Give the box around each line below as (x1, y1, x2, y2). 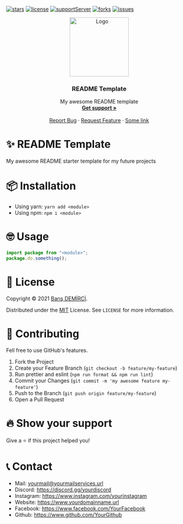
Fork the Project (14, 358, 54, 365)
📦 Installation (6, 179, 76, 193)
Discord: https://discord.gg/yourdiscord (14, 486, 112, 493)
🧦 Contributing (6, 327, 80, 340)
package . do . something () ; (6, 255, 67, 261)
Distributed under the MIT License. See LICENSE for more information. (6, 306, 174, 313)
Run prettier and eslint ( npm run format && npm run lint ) (14, 370, 153, 378)
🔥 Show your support (6, 416, 112, 430)
